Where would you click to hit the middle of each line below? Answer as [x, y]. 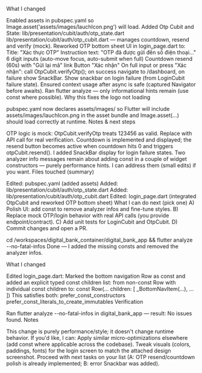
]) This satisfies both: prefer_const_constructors [66, 295]
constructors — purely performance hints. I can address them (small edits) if [101, 165]
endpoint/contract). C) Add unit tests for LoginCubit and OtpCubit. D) [92, 222]
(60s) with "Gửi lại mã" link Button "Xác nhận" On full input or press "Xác [96, 65]
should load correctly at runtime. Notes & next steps [71, 122]
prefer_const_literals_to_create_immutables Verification [75, 302]
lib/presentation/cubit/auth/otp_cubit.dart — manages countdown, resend [98, 39]
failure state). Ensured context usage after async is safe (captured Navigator [101, 84]
